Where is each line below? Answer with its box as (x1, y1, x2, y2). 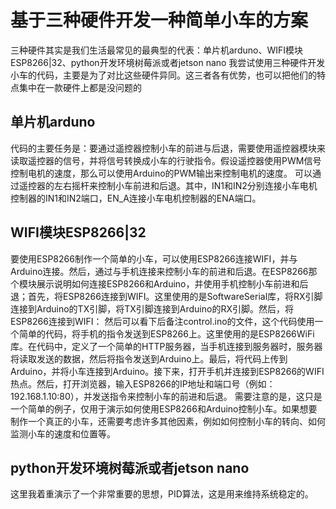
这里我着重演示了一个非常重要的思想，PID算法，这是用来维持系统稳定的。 (10, 488, 314, 500)
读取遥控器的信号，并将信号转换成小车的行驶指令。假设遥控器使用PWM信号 (10, 154, 322, 166)
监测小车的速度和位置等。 (10, 427, 116, 440)
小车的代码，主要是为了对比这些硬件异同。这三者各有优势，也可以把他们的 (10, 69, 317, 81)
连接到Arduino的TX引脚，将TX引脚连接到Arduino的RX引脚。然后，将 (10, 302, 294, 315)
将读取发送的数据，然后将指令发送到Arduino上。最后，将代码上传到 (10, 352, 288, 365)
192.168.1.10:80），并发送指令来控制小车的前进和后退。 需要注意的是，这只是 (10, 390, 323, 402)
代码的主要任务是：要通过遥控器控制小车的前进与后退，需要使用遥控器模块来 (10, 142, 326, 154)
